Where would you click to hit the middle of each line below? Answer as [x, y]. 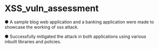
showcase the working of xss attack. [42, 27]
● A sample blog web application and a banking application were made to [79, 22]
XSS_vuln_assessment [52, 8]
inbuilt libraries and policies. [33, 41]
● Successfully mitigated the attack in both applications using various [76, 36]
